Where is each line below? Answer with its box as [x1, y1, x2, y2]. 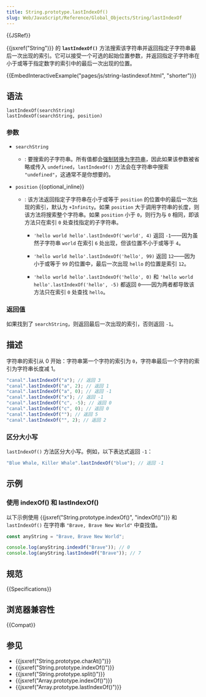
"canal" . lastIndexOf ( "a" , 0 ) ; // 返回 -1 [6, 389, 112, 395]
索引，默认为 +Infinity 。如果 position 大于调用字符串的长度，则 [35, 203, 200, 210]
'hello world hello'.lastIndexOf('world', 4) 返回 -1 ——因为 [33, 231, 193, 239]
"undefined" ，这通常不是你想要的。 [24, 170, 115, 178]
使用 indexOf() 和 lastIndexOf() [6, 498, 99, 507]
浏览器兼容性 [6, 604, 55, 615]
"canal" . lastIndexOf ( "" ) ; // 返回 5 [6, 411, 98, 417]
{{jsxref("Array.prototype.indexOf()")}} [15, 677, 113, 684]
